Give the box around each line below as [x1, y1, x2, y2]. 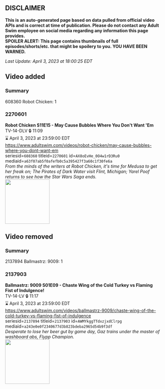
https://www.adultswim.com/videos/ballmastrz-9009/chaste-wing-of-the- [5, 307, 156, 313]
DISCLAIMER [5, 4, 45, 12]
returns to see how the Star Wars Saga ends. [5, 173, 97, 179]
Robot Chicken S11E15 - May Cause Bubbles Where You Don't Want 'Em [5, 122, 154, 128]
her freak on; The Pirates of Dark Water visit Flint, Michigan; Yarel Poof [5, 168, 150, 174]
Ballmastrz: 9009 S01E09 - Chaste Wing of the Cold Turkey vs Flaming [5, 282, 153, 288]
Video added [5, 73, 45, 81]
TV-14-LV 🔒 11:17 [5, 293, 38, 299]
